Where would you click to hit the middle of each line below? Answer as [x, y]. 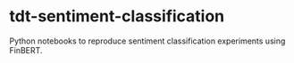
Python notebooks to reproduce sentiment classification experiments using [147, 41]
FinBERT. [26, 50]
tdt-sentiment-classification [117, 16]
